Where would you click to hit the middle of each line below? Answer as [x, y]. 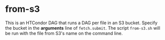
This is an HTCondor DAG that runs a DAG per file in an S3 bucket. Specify [81, 23]
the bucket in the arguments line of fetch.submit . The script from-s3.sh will [83, 28]
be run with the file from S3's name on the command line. [64, 33]
